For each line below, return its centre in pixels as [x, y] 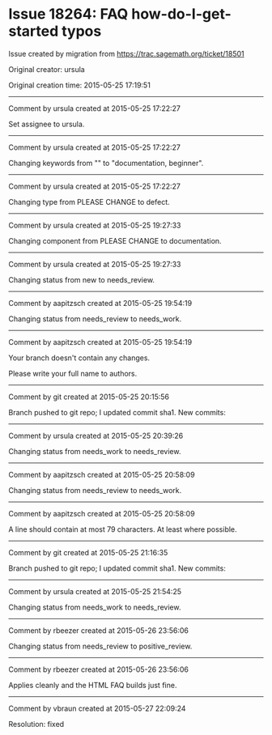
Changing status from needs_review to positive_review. [100, 646]
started [34, 31]
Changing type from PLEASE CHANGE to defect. [89, 202]
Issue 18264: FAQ [68, 14]
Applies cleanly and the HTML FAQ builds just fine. [93, 685]
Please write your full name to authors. [73, 373]
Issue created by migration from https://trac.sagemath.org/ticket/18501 [126, 53]
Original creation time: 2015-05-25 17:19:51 [80, 85]
